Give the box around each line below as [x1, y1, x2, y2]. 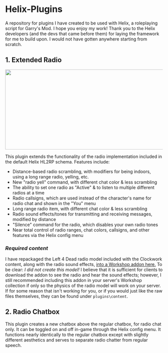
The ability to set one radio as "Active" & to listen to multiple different [12, 184, 154, 190]
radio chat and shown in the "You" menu [12, 200, 96, 206]
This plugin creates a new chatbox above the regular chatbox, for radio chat [5, 321, 161, 327]
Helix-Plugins [5, 3, 63, 15]
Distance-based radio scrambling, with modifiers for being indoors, [12, 168, 151, 174]
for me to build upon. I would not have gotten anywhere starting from [5, 36, 147, 42]
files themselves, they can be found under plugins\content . [5, 293, 128, 299]
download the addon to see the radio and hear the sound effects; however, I [5, 272, 161, 278]
